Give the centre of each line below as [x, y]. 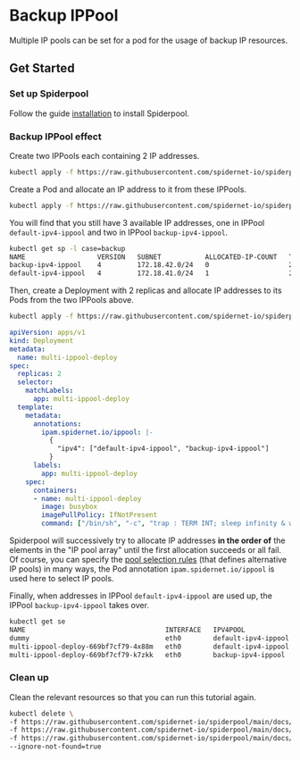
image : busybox [70, 507]
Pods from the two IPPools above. [71, 300]
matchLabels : [50, 391]
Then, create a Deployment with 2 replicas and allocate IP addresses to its [146, 290]
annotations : [57, 424]
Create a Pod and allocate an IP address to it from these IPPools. [128, 189]
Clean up [29, 678]
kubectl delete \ [42, 714]
